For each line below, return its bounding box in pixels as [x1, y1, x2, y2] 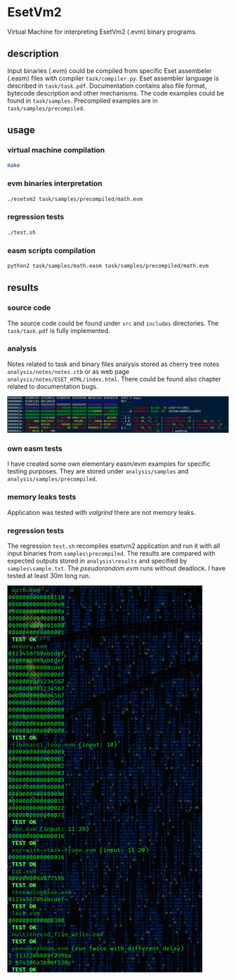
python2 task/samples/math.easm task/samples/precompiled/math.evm [7, 262, 209, 269]
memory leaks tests [7, 492, 77, 502]
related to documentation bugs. [7, 382, 98, 391]
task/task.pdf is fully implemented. [7, 326, 110, 334]
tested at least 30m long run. [7, 571, 91, 580]
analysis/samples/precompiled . [7, 475, 98, 483]
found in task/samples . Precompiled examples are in [7, 96, 158, 105]
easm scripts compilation [7, 245, 96, 255]
